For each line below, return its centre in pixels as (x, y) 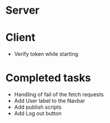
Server (22, 10)
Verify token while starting (46, 54)
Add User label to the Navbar (49, 101)
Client (21, 38)
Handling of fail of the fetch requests (59, 94)
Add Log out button (38, 113)
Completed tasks (48, 78)
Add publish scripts (38, 107)
